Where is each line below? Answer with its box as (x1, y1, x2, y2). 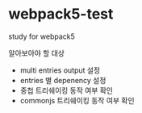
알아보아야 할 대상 (8, 48, 65, 57)
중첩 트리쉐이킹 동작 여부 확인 (19, 86, 113, 95)
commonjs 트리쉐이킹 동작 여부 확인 (19, 95, 135, 105)
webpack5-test (8, 5, 114, 23)
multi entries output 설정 (19, 65, 101, 75)
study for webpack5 (8, 31, 75, 41)
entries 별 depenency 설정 (19, 75, 106, 85)
